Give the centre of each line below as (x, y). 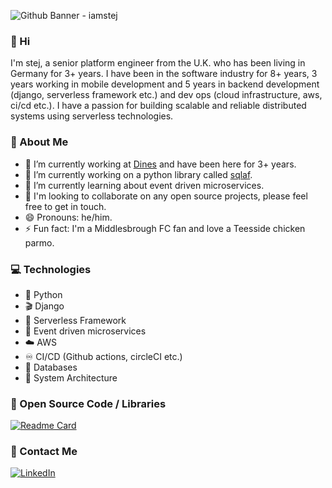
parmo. (39, 242)
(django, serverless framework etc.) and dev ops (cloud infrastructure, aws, (166, 95)
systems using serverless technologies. (92, 116)
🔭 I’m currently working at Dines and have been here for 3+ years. (160, 164)
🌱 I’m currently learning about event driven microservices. (144, 185)
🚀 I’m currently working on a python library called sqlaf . (138, 174)
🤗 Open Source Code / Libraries (88, 403)
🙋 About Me (39, 142)
